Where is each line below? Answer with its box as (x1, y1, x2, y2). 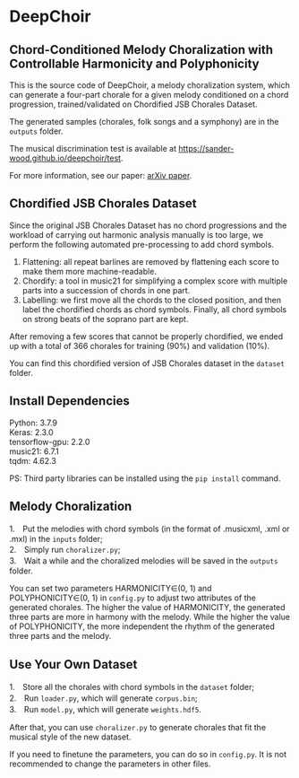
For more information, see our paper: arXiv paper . (9, 170, 192, 180)
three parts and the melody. (9, 631, 112, 642)
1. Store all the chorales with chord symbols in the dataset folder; (9, 682, 255, 693)
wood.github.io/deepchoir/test (9, 153, 122, 163)
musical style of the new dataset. (9, 731, 132, 742)
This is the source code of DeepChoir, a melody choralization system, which (9, 80, 291, 91)
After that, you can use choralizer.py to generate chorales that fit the (9, 722, 267, 733)
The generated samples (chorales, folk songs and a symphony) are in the (9, 117, 279, 127)
